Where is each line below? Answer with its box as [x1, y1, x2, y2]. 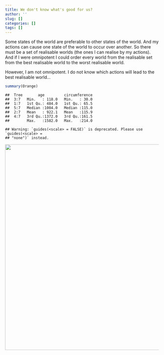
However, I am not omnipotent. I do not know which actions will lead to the [5, 69, 155, 75]
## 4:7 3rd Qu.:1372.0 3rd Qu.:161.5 [5, 114, 93, 119]
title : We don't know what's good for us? [5, 7, 93, 12]
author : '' [5, 12, 27, 17]
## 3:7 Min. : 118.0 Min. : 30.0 [5, 97, 93, 102]
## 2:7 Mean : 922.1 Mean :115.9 [5, 110, 93, 115]
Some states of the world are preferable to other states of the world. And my [5, 39, 159, 45]
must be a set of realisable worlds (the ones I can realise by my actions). [5, 49, 151, 55]
